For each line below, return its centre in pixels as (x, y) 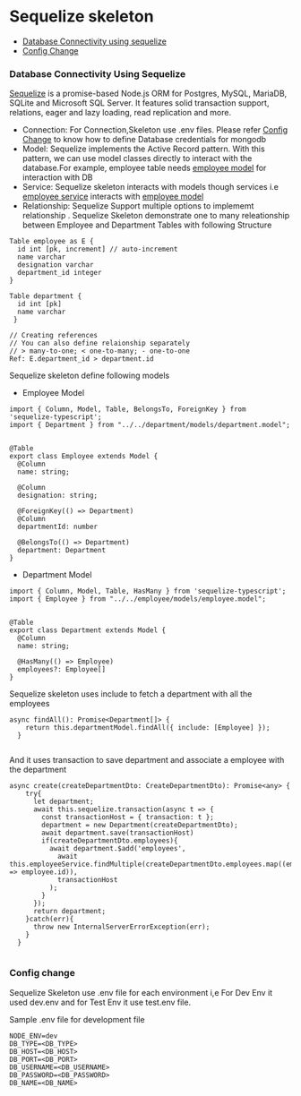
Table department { (46, 296)
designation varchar (56, 265)
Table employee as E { (52, 242)
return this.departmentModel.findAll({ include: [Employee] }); (148, 728)
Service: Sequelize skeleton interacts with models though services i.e (150, 187)
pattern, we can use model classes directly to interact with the (137, 158)
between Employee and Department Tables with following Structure (147, 225)
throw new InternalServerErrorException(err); (121, 927)
